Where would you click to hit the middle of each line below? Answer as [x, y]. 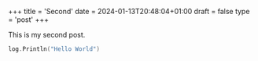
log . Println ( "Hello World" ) [54, 49]
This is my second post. [47, 35]
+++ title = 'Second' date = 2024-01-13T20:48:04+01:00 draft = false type [129, 11]
